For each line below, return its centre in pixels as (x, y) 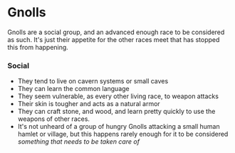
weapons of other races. (54, 119)
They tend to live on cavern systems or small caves (93, 81)
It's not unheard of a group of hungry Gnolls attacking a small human (119, 127)
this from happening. (38, 47)
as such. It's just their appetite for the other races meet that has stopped (114, 39)
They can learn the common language (73, 89)
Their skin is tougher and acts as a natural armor (89, 104)
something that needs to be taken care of (79, 142)
